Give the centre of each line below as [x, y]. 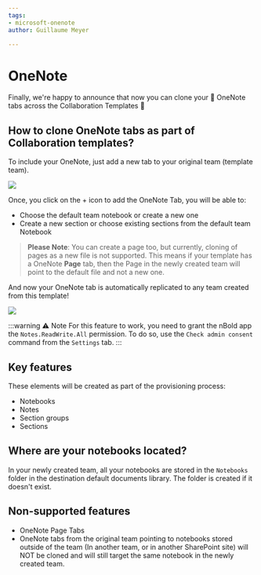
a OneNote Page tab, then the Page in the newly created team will [134, 264]
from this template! [38, 296]
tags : [17, 15]
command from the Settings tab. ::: [65, 342]
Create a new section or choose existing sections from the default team [135, 224]
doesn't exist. [30, 486]
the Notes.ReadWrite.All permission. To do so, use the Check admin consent [130, 334]
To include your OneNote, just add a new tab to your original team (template [130, 162]
